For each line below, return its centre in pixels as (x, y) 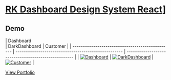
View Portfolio (20, 72)
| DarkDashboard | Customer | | (38, 46)
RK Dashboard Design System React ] (86, 9)
